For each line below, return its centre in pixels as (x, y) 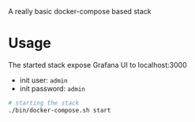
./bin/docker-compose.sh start (60, 110)
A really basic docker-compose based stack (80, 11)
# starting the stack (44, 103)
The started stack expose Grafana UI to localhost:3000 (97, 65)
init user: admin (44, 80)
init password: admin (52, 88)
